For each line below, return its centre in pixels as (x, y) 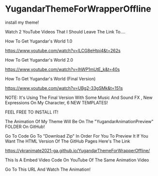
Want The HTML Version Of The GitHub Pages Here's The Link (68, 141)
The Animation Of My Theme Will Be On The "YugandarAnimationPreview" (79, 121)
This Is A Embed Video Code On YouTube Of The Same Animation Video (77, 160)
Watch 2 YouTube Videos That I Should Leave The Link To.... (65, 32)
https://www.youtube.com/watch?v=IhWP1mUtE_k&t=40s (63, 69)
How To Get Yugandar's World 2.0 (39, 60)
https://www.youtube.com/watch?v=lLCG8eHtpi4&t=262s (63, 50)
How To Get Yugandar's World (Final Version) (50, 79)
